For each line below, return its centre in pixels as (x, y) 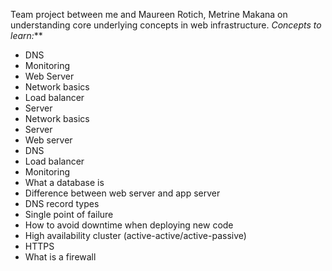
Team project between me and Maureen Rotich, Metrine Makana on (149, 14)
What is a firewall (60, 257)
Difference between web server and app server (122, 193)
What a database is (64, 182)
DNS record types (62, 203)
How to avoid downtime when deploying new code (129, 225)
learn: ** (26, 35)
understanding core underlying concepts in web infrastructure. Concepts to (166, 25)
